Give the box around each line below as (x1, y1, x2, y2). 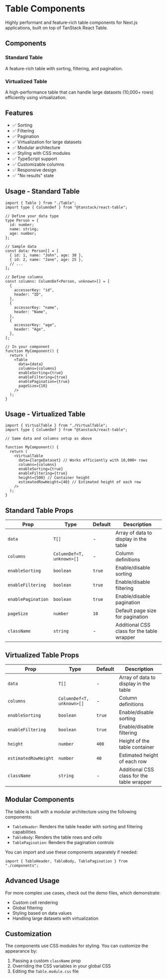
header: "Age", (14, 326, 46, 331)
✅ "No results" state (12, 172, 54, 178)
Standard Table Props (5, 506, 74, 515)
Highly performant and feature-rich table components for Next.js (5, 19, 138, 25)
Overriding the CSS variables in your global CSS (12, 963, 111, 969)
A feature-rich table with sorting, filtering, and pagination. (5, 65, 123, 71)
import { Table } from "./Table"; (5, 200, 77, 206)
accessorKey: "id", (14, 287, 55, 293)
